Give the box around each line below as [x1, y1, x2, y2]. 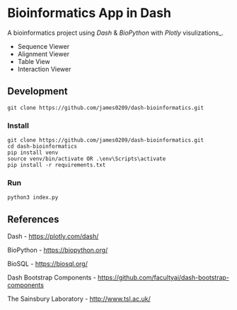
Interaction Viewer [17, 65, 71, 73]
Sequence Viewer [17, 42, 69, 50]
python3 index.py [7, 194, 59, 201]
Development [7, 85, 69, 97]
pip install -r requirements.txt [7, 162, 106, 169]
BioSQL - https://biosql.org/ [7, 260, 88, 268]
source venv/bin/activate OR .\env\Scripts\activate [7, 155, 166, 162]
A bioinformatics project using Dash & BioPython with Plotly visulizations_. [7, 28, 224, 37]
